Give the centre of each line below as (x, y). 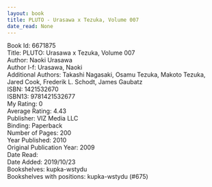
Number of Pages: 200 (39, 133)
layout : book (26, 13)
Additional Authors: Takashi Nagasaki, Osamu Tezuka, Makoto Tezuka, (106, 75)
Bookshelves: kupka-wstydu (47, 169)
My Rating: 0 (25, 104)
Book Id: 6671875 (31, 46)
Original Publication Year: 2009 (51, 147)
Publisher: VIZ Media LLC (43, 119)
